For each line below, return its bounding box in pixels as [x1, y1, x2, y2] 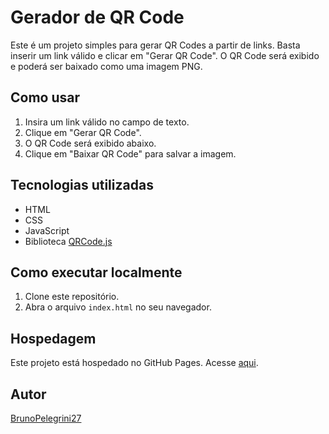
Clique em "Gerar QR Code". [24, 126, 142, 138]
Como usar [10, 89, 81, 106]
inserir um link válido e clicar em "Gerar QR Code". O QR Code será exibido [10, 49, 320, 61]
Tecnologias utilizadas [10, 177, 154, 194]
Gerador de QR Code [10, 6, 185, 29]
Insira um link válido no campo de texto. [24, 116, 190, 128]
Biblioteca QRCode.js [24, 235, 113, 247]
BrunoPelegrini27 [10, 412, 82, 424]
